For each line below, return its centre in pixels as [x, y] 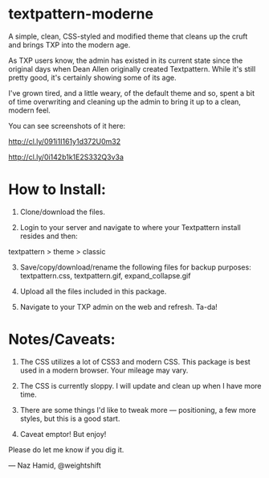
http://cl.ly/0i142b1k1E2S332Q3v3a [66, 157]
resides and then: [49, 236]
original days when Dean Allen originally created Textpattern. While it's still [132, 68]
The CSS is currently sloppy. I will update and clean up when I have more [141, 385]
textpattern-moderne [81, 14]
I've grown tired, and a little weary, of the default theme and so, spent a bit [132, 93]
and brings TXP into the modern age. [69, 44]
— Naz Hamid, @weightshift [55, 465]
